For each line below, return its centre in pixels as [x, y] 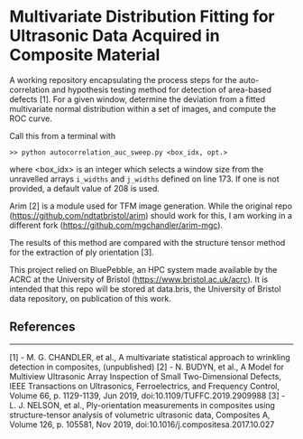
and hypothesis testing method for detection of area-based [161, 89]
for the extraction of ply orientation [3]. [82, 252]
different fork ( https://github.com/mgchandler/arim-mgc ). [116, 225]
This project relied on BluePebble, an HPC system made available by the [143, 269]
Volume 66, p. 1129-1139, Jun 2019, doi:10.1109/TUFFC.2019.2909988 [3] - [147, 396]
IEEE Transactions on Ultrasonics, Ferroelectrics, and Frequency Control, [145, 386]
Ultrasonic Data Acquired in [115, 36]
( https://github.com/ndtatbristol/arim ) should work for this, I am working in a [151, 215]
